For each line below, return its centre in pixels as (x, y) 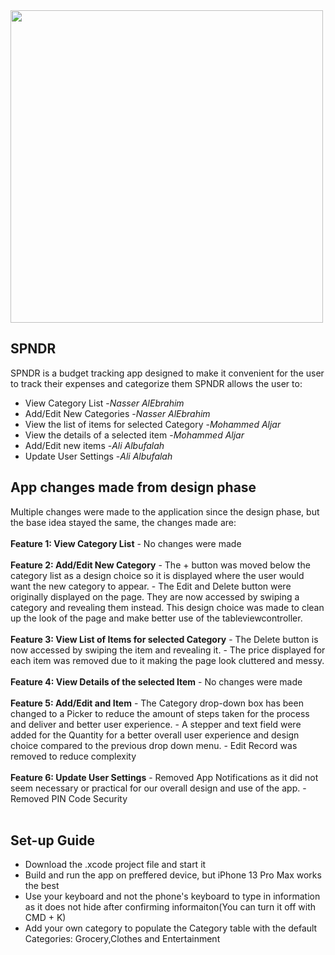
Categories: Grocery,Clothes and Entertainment (122, 939)
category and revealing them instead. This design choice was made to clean (167, 607)
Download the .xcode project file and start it (115, 865)
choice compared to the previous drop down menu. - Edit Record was (154, 745)
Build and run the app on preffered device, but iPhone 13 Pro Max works (173, 875)
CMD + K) (45, 918)
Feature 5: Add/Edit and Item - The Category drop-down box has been (157, 703)
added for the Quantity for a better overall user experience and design (155, 735)
